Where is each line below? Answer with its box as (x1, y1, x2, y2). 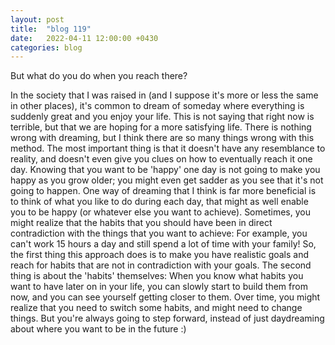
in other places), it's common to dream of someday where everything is (10, 100, 305, 112)
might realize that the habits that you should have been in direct (10, 217, 273, 229)
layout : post (10, 14, 65, 25)
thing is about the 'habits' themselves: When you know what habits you (10, 270, 304, 282)
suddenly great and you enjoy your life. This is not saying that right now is (10, 111, 315, 123)
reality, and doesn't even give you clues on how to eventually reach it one (10, 153, 313, 165)
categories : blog (10, 42, 83, 53)
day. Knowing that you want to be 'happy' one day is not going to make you (10, 164, 321, 176)
